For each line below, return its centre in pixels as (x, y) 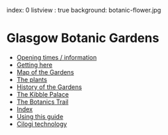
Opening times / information (57, 57)
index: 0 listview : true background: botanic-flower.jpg (84, 10)
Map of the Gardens (45, 72)
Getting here (34, 65)
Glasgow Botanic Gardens (83, 38)
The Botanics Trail (42, 102)
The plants (32, 79)
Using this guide (40, 116)
